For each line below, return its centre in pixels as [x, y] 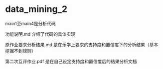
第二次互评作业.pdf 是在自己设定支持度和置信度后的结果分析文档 [71, 61]
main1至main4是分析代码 [30, 23]
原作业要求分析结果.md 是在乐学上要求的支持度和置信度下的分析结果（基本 [82, 44]
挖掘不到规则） [20, 51]
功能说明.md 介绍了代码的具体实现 [40, 34]
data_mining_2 [36, 9]
